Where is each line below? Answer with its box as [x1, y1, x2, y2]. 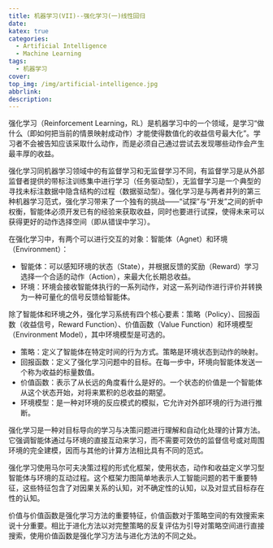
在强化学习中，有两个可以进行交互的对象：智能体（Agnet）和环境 [8, 234, 228, 244]
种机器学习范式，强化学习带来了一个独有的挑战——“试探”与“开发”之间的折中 [8, 197, 263, 207]
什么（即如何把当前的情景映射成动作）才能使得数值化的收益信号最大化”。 [8, 128, 254, 138]
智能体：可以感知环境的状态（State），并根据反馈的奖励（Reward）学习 [19, 262, 259, 272]
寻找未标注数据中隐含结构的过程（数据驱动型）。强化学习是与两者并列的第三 [8, 186, 262, 196]
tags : [8, 58, 27, 66]
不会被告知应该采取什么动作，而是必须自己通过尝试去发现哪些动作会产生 [22, 139, 265, 149]
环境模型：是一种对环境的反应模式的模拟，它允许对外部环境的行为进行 [19, 398, 256, 407]
